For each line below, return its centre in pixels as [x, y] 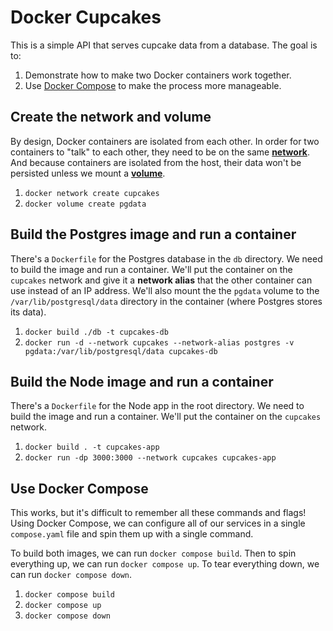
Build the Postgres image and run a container [153, 234]
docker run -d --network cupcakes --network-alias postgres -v [159, 342]
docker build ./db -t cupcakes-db [96, 332]
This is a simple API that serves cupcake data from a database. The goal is [164, 45]
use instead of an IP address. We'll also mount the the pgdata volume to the [165, 290]
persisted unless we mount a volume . [88, 173]
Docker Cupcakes [86, 17]
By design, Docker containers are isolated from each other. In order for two [165, 141]
